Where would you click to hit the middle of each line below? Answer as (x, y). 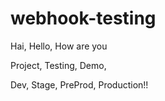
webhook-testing (83, 18)
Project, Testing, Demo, (58, 65)
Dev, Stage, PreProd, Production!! (79, 84)
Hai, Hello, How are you (59, 46)
